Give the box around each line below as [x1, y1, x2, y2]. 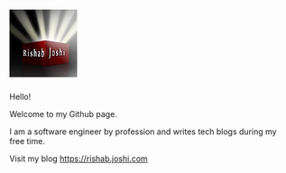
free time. [9, 135, 45, 146]
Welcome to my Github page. [9, 108, 117, 119]
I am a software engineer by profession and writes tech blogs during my [9, 126, 277, 137]
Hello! [9, 91, 32, 102]
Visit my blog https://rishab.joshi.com [9, 153, 149, 164]
